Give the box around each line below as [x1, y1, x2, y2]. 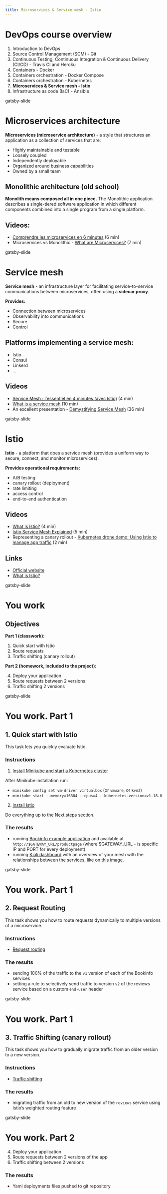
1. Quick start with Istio [5, 730, 78, 739]
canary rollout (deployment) [12, 480, 70, 486]
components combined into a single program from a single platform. [5, 206, 145, 213]
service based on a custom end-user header [12, 986, 103, 992]
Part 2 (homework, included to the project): [5, 663, 97, 669]
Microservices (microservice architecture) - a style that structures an [5, 132, 151, 138]
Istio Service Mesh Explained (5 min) [12, 529, 88, 535]
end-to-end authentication [12, 496, 67, 502]
